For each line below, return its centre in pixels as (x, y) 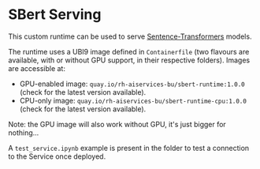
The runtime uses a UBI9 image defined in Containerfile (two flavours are (129, 51)
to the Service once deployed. (57, 156)
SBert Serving (55, 15)
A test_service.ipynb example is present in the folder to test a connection (129, 148)
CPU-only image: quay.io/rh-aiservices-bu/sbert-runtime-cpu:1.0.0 (133, 100)
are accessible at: (37, 68)
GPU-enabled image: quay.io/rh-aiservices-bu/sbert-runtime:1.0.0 (132, 84)
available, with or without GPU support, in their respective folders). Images (129, 60)
